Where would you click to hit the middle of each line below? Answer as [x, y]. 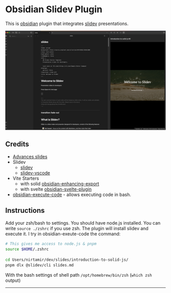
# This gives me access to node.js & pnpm [51, 243]
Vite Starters [26, 178]
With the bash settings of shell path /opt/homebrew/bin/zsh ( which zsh [79, 275]
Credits [17, 144]
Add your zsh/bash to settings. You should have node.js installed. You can [83, 223]
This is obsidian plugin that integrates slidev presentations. [67, 23]
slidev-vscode [35, 173]
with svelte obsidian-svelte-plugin [56, 189]
